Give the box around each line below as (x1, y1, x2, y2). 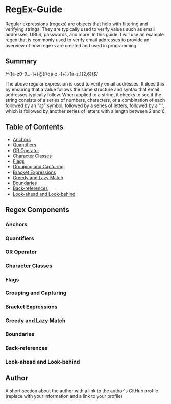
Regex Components (5, 205, 70, 214)
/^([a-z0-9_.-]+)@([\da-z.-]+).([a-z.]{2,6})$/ (5, 71, 99, 77)
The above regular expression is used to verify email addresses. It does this (5, 80, 164, 87)
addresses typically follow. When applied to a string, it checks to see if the (5, 91, 162, 98)
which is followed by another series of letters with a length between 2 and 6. (5, 108, 166, 114)
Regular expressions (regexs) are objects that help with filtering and (5, 20, 148, 27)
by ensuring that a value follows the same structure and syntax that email (5, 86, 159, 92)
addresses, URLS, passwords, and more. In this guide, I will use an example (5, 31, 164, 37)
